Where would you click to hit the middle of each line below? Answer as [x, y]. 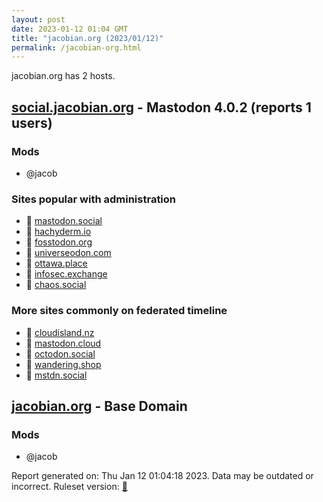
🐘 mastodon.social [64, 221]
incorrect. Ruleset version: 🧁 [69, 487]
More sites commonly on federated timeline [119, 311]
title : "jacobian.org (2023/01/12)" [87, 38]
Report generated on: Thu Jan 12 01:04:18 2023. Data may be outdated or [162, 476]
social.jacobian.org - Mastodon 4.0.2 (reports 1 [161, 107]
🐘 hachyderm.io [58, 232]
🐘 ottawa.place [56, 263]
